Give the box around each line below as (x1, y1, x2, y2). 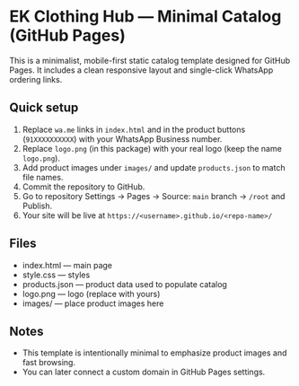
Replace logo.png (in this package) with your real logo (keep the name (22, 143, 283, 154)
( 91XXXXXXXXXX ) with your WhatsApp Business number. (22, 133, 223, 145)
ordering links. (9, 74, 63, 84)
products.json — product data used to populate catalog (22, 278, 227, 289)
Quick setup (9, 101, 79, 116)
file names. (22, 171, 64, 182)
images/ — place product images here (22, 298, 164, 309)
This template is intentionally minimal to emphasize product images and (22, 347, 287, 358)
